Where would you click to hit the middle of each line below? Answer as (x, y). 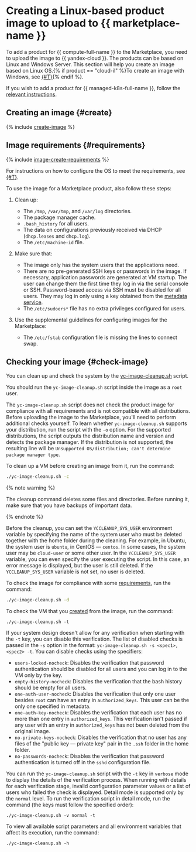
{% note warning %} (31, 488)
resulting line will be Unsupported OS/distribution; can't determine (88, 449)
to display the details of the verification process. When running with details (96, 780)
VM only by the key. (38, 675)
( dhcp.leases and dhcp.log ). (57, 236)
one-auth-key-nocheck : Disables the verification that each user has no (98, 713)
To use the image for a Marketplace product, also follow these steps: (89, 188)
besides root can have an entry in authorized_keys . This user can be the (102, 700)
